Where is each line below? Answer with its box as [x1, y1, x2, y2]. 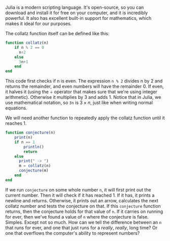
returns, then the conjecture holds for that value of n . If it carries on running [5, 208, 163, 215]
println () [23, 144, 44, 149]
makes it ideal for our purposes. [5, 20, 72, 26]
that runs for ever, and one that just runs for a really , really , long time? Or [5, 224, 158, 231]
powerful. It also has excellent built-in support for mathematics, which [5, 15, 152, 21]
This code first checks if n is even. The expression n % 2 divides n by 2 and [5, 78, 163, 84]
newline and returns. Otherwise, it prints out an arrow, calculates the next [5, 197, 159, 203]
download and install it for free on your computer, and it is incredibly [5, 10, 148, 16]
